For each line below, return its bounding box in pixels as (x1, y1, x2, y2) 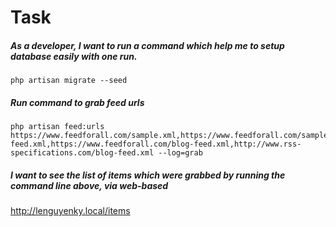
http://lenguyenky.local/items (10, 205, 131, 217)
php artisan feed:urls (10, 122, 105, 132)
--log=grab (158, 148, 203, 158)
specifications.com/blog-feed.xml (10, 148, 155, 158)
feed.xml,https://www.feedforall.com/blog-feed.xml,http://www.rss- (10, 139, 302, 150)
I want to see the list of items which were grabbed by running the (10, 169, 286, 181)
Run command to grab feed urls (10, 96, 145, 108)
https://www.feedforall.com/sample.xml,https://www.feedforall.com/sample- (10, 131, 333, 141)
